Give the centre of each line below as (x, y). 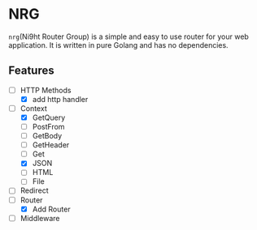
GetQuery (49, 117)
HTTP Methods (46, 90)
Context (33, 108)
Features (31, 71)
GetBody (47, 136)
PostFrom (48, 127)
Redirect (34, 190)
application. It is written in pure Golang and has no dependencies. (119, 45)
